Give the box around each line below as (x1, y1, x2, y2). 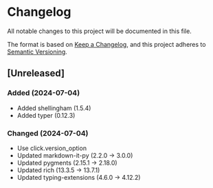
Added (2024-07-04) (7, 88, 80, 98)
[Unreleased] (7, 67, 65, 79)
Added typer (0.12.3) (16, 111, 76, 119)
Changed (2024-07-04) (7, 128, 89, 138)
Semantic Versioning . (7, 48, 67, 56)
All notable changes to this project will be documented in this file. (7, 27, 192, 35)
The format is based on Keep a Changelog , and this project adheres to (7, 40, 206, 48)
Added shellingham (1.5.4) (16, 104, 91, 112)
